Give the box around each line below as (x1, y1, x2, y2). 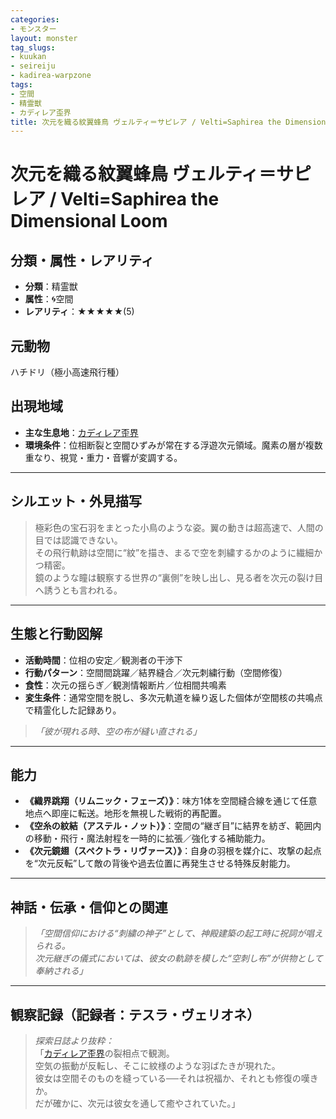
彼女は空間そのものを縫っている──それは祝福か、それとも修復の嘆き (34, 1072, 319, 1084)
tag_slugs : (10, 42, 56, 53)
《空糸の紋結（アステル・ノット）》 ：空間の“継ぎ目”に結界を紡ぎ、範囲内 (24, 820, 322, 832)
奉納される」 (34, 965, 88, 977)
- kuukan (10, 52, 47, 62)
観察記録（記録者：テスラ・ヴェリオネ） (10, 1006, 260, 1023)
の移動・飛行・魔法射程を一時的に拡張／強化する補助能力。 (24, 832, 271, 845)
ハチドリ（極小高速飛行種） (10, 366, 125, 378)
